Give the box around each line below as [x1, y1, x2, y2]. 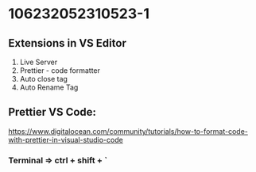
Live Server [19, 57, 58, 67]
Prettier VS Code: [8, 105, 97, 119]
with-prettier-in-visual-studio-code [8, 135, 123, 144]
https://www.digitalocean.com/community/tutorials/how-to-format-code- [8, 126, 248, 136]
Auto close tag [19, 75, 68, 83]
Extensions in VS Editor [8, 36, 127, 50]
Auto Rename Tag [19, 82, 79, 92]
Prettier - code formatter [19, 66, 101, 75]
